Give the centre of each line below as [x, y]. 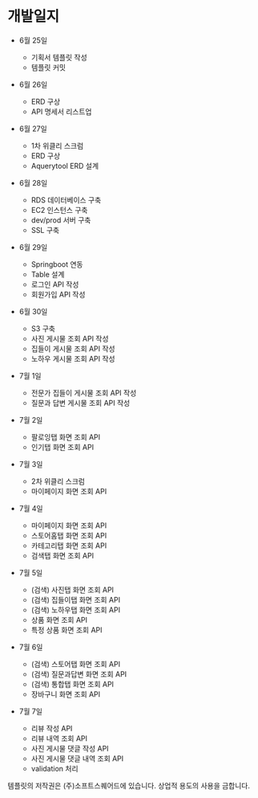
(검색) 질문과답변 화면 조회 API [79, 674]
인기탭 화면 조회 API [62, 447]
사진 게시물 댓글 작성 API [70, 748]
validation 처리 [54, 768]
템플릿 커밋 [48, 67]
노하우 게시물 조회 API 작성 [73, 358]
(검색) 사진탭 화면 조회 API [72, 589]
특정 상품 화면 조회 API [67, 630]
